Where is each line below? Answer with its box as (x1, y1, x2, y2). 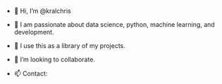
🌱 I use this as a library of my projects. (13, 42, 125, 49)
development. (13, 28, 54, 36)
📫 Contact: (13, 69, 48, 78)
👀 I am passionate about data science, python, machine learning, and (13, 20, 215, 28)
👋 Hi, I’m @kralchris (13, 7, 72, 15)
